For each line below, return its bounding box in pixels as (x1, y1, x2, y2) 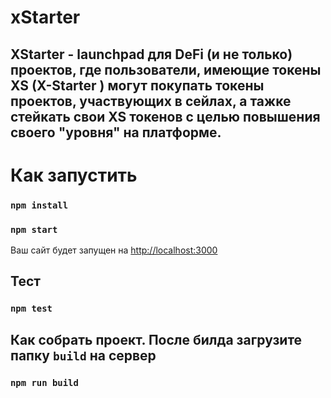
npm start (10, 224, 58, 235)
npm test (10, 303, 53, 315)
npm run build (10, 377, 79, 388)
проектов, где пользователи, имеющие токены (10, 61, 322, 78)
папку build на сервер (10, 347, 157, 364)
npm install (10, 199, 69, 211)
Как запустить (10, 164, 138, 186)
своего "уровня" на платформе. (10, 124, 222, 141)
